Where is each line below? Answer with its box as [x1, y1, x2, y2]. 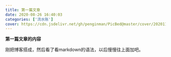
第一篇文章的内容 [5, 36, 41, 42]
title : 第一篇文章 [5, 7, 41, 13]
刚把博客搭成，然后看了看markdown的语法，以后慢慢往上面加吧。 [5, 46, 144, 53]
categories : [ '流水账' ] [5, 17, 53, 22]
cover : [5, 21, 19, 27]
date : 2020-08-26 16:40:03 [5, 12, 63, 17]
